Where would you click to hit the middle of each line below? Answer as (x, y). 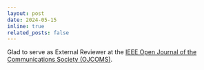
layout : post (26, 13)
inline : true (26, 26)
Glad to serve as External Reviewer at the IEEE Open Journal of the (102, 52)
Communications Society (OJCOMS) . (60, 60)
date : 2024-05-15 (32, 20)
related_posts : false (38, 33)
